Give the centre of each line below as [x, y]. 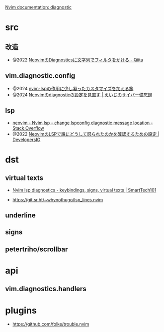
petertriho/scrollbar [37, 249]
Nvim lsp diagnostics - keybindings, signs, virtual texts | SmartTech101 [84, 190]
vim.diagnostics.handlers [46, 289]
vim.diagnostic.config [40, 76]
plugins [21, 310]
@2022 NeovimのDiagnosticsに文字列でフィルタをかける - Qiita [78, 60]
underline [20, 216]
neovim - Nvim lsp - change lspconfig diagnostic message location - [82, 123]
